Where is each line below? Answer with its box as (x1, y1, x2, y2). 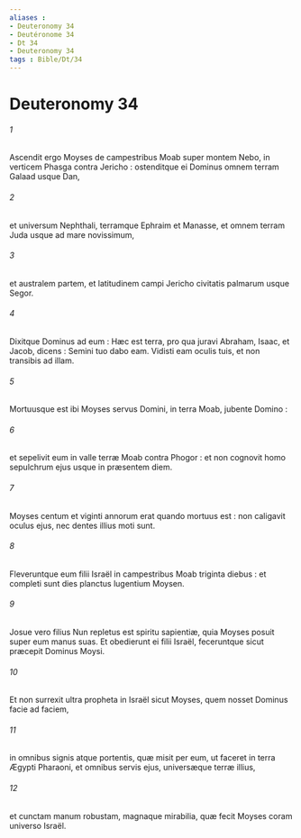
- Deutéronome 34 (9, 30, 75, 39)
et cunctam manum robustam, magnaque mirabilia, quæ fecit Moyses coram (9, 810, 293, 821)
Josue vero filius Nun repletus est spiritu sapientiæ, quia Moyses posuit (9, 627, 275, 638)
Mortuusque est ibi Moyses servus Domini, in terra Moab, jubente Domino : (9, 404, 288, 414)
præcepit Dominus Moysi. (9, 646, 105, 657)
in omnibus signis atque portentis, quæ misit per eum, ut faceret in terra (9, 752, 276, 763)
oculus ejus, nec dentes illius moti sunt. (9, 520, 156, 531)
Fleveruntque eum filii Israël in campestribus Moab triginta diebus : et (9, 569, 267, 579)
